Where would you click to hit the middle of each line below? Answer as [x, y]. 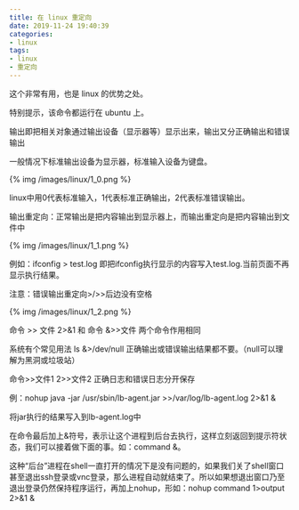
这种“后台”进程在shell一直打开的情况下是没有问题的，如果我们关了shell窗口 [147, 465]
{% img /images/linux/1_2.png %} [70, 312]
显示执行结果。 [36, 275]
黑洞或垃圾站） [52, 360]
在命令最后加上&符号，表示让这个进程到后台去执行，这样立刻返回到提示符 [145, 435]
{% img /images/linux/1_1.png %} [69, 245]
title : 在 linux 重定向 [50, 17]
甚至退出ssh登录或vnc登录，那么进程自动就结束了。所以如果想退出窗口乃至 [147, 476]
